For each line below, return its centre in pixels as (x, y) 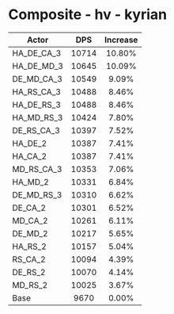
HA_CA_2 (30, 156)
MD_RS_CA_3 (37, 169)
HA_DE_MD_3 (38, 66)
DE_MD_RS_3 (37, 194)
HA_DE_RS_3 (36, 105)
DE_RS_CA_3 (36, 130)
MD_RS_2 (30, 285)
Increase (121, 40)
